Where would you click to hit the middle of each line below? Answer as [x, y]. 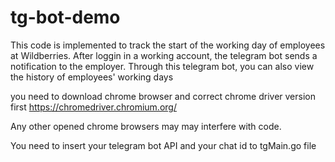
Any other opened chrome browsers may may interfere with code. [146, 126]
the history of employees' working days [92, 77]
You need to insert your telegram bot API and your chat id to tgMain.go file [163, 145]
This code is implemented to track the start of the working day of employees [168, 45]
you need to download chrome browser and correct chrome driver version [163, 96]
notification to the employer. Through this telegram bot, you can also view [162, 66]
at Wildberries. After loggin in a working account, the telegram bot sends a [164, 55]
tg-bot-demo [65, 17]
